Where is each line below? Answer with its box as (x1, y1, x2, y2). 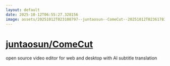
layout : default (6, 7, 40, 13)
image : (6, 17, 20, 22)
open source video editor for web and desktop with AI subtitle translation (6, 55, 157, 61)
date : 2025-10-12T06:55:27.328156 (6, 12, 79, 17)
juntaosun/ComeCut (6, 38, 93, 50)
